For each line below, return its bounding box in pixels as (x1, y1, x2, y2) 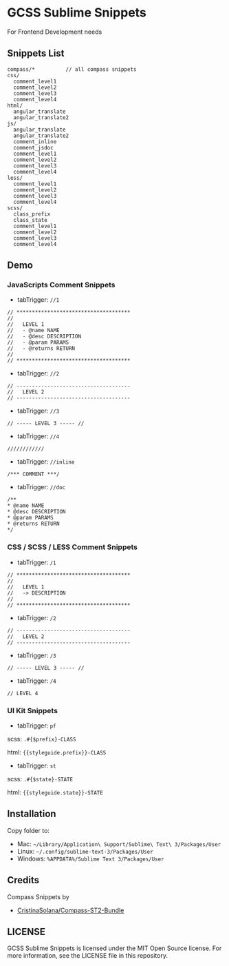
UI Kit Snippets (7, 706, 58, 715)
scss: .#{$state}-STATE (7, 775, 74, 783)
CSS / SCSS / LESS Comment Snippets (7, 542, 138, 552)
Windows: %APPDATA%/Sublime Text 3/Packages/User (17, 854, 164, 863)
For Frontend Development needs (7, 28, 102, 36)
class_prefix (13, 210, 51, 218)
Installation (7, 808, 56, 820)
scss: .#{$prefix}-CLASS (7, 735, 76, 743)
